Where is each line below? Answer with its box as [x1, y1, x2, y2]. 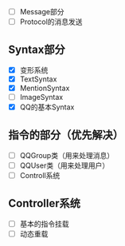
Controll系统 [19, 171, 61, 181]
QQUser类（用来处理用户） [19, 161, 110, 170]
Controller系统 [8, 196, 81, 210]
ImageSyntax [19, 93, 64, 102]
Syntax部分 [8, 42, 65, 56]
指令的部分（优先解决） [8, 128, 123, 141]
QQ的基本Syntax [19, 102, 75, 112]
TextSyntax [19, 74, 57, 84]
